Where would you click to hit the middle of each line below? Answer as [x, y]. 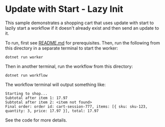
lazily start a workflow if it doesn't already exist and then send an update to [82, 28]
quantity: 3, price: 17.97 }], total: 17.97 [52, 111]
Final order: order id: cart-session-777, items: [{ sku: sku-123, [77, 106]
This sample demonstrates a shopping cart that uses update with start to [80, 23]
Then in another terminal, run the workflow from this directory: [69, 66]
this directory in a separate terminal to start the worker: [62, 48]
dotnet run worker [24, 57]
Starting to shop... [27, 93]
